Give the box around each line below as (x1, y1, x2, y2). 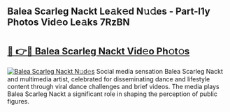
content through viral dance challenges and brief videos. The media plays (7, 83, 220, 90)
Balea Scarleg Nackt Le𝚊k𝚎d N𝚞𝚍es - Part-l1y (7, 6, 211, 17)
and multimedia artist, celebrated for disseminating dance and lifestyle (7, 75, 210, 83)
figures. (7, 97, 30, 105)
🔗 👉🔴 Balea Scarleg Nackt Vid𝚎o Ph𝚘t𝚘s (7, 45, 190, 57)
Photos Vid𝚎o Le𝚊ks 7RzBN (7, 17, 130, 29)
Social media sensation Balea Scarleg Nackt (96, 67, 224, 75)
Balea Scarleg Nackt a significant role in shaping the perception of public (7, 90, 218, 98)
